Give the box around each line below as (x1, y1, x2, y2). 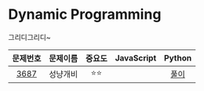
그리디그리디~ (8, 32, 51, 42)
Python (163, 53, 192, 64)
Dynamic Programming (8, 5, 162, 24)
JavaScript (115, 53, 157, 64)
